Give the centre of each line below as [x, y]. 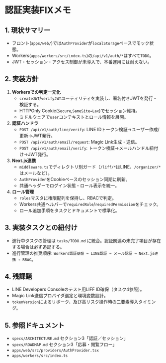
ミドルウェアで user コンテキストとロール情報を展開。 [74, 117]
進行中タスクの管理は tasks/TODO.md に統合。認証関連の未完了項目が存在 [86, 240]
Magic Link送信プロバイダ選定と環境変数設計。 [60, 296]
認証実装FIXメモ [38, 10]
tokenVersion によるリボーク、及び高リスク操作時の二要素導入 [75, 302]
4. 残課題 [18, 276]
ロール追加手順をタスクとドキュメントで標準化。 [69, 210]
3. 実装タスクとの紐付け [41, 228]
